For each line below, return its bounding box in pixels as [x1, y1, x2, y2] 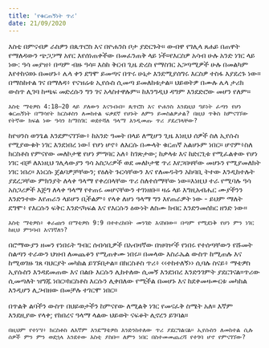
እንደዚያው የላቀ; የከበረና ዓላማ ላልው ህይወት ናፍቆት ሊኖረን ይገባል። [8, 310, 189, 319]
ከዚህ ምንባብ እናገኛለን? [8, 225, 68, 233]
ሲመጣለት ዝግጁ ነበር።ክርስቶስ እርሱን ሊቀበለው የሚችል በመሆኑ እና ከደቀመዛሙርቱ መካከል [8, 276, 247, 285]
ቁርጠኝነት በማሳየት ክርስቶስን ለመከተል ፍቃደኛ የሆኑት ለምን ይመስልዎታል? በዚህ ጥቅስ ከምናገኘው [8, 109, 249, 117]
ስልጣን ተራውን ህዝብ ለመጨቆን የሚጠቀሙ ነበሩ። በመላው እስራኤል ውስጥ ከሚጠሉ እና [8, 249, 243, 258]
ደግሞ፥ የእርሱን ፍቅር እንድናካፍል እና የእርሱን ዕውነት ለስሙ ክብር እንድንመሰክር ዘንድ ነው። [8, 202, 247, 212]
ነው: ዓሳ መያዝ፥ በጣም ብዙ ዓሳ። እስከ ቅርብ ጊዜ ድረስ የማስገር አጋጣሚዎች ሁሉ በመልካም [8, 59, 249, 69]
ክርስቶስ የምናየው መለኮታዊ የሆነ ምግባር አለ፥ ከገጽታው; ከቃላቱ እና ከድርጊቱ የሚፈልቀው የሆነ [8, 148, 259, 158]
